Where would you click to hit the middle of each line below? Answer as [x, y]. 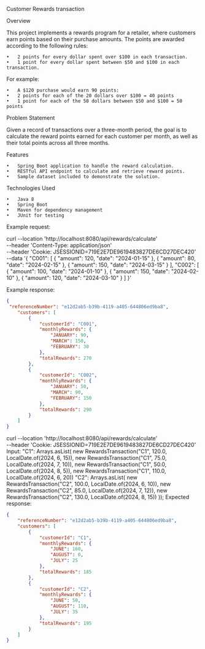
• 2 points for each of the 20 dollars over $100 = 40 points [90, 96]
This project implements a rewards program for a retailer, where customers [101, 33]
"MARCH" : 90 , [67, 392]
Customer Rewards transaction [45, 9]
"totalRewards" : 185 [65, 572]
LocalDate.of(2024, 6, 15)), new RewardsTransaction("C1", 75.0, [87, 458]
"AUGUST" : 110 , [69, 606]
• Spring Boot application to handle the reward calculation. [90, 166]
